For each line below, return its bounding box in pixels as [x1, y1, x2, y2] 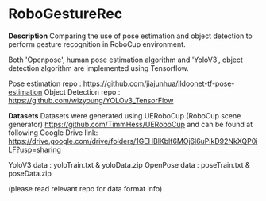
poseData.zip [8, 168, 52, 178]
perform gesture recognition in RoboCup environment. [8, 39, 186, 48]
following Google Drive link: [8, 128, 98, 137]
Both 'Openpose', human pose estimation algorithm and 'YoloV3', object [8, 55, 244, 64]
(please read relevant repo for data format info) [8, 184, 163, 193]
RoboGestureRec [8, 5, 123, 23]
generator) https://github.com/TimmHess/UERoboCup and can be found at [8, 119, 253, 129]
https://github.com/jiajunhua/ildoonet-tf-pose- [83, 79, 235, 88]
